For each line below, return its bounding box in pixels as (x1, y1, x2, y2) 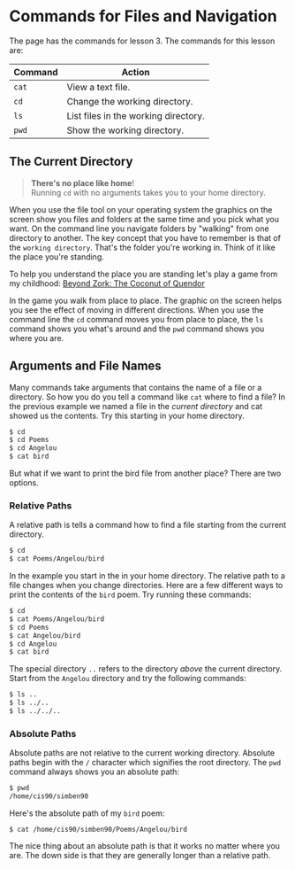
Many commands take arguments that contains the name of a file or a (9, 382, 262, 392)
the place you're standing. (9, 251, 104, 262)
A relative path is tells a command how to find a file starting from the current (9, 520, 287, 531)
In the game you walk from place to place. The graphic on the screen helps (9, 295, 283, 306)
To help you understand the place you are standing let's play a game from (9, 268, 278, 279)
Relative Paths (9, 499, 72, 511)
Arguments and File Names (9, 359, 162, 374)
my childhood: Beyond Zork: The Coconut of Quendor (9, 277, 205, 289)
